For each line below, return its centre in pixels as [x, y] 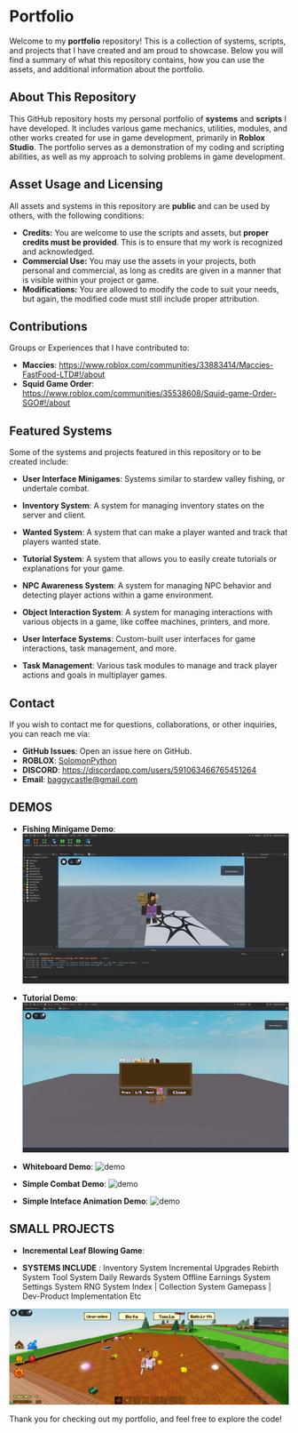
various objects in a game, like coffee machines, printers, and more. [146, 622]
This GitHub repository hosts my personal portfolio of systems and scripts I [148, 118]
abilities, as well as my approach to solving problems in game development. [147, 156]
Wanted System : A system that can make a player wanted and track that [155, 532]
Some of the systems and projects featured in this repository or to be [135, 452]
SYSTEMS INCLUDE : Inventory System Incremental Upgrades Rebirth [150, 1268]
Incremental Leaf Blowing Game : [83, 1250]
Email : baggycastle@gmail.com [80, 779]
